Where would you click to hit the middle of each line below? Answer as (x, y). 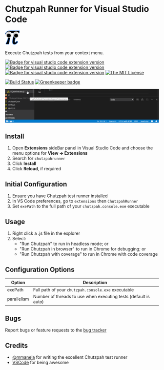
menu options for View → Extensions (50, 153)
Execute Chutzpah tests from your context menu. (54, 53)
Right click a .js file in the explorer (46, 233)
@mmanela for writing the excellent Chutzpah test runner (70, 357)
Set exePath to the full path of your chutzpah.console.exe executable (81, 206)
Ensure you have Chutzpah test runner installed (60, 196)
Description (95, 283)
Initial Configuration (36, 184)
